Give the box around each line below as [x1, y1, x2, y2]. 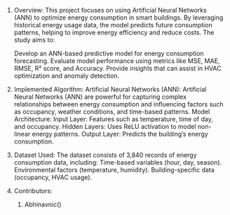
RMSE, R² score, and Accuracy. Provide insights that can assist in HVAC [13, 64, 222, 72]
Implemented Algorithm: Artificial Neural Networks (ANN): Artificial [13, 85, 207, 93]
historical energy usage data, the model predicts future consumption [13, 21, 212, 29]
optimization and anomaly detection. [13, 71, 120, 80]
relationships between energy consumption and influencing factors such [13, 100, 224, 108]
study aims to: [13, 36, 55, 44]
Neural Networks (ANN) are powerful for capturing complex [13, 92, 187, 101]
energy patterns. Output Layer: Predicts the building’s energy [32, 130, 208, 138]
